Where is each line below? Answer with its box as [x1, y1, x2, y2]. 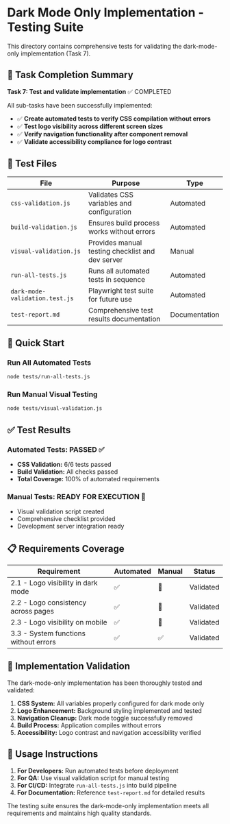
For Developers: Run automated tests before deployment [16, 766, 179, 775]
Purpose [112, 178, 140, 188]
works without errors [88, 226, 155, 236]
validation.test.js [10, 294, 74, 302]
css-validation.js [10, 199, 71, 207]
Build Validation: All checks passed [16, 468, 118, 476]
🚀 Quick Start [7, 337, 65, 349]
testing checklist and [88, 246, 155, 256]
